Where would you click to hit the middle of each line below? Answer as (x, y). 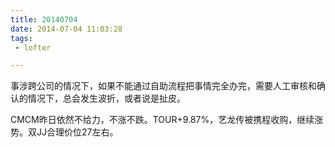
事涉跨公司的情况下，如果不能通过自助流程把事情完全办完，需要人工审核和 (163, 86)
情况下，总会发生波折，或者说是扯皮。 (106, 98)
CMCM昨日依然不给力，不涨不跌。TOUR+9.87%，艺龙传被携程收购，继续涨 (167, 120)
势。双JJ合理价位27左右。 (64, 132)
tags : (21, 38)
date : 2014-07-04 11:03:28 (66, 29)
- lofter (33, 47)
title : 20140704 (44, 19)
